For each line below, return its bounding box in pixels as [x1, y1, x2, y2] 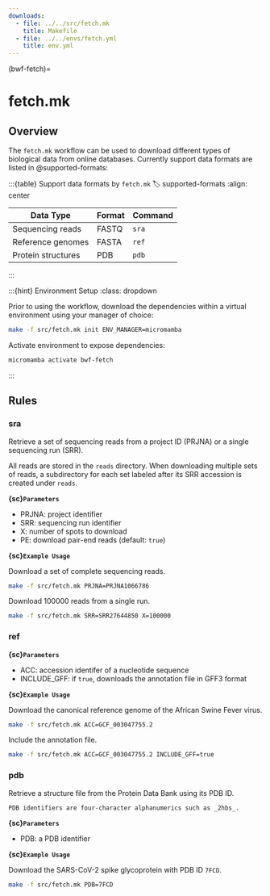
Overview [8, 124, 59, 138]
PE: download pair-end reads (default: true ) [19, 534, 166, 545]
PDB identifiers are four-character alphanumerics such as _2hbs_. [8, 804, 240, 812]
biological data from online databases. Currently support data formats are [8, 154, 253, 164]
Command [132, 210, 173, 221]
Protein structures [12, 249, 81, 261]
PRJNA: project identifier [19, 509, 103, 519]
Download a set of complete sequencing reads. [8, 566, 166, 576]
